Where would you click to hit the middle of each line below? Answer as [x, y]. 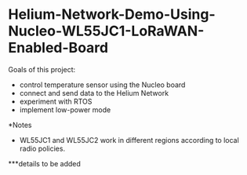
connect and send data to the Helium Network [94, 93]
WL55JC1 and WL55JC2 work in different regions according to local [129, 140]
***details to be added [44, 163]
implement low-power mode [65, 109]
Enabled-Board [58, 48]
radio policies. [42, 148]
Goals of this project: [42, 69]
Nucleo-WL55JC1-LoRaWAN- [106, 31]
